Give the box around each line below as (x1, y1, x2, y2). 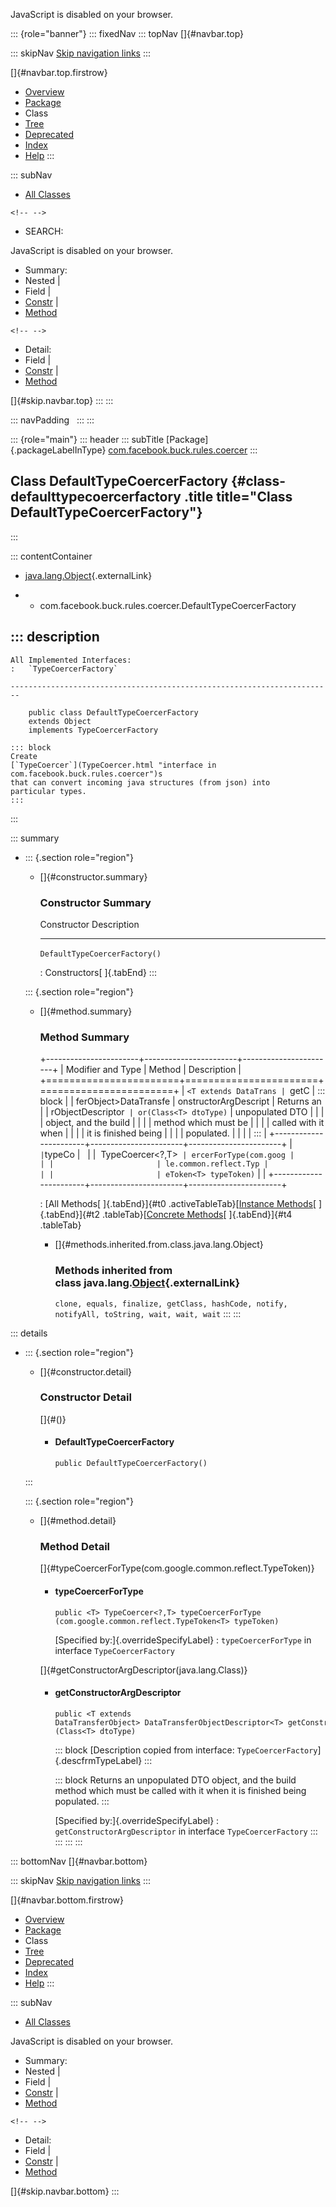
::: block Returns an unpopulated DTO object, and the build (54, 1774, 297, 1786)
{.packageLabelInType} (10, 444, 107, 456)
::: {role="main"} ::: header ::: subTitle (10, 434, 165, 445)
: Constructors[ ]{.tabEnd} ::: (39, 966, 157, 978)
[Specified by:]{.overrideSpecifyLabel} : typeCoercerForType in (54, 1634, 312, 1646)
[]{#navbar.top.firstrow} (10, 67, 108, 78)
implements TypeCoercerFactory (28, 725, 159, 735)
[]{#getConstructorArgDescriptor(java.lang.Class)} (39, 1664, 248, 1676)
